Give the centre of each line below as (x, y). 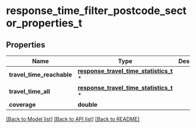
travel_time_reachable (41, 75)
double (88, 105)
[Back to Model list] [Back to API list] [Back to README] (73, 119)
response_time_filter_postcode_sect (96, 11)
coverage (22, 105)
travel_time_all (30, 91)
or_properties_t (44, 23)
